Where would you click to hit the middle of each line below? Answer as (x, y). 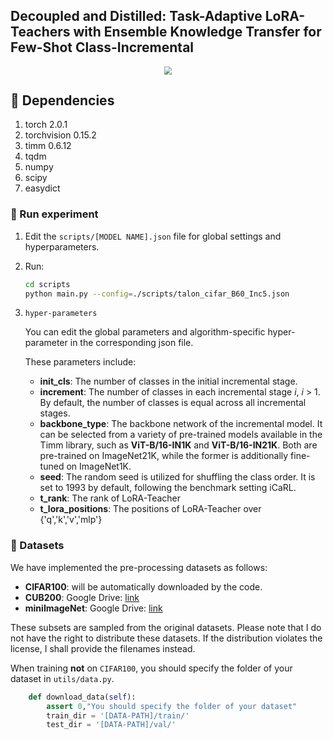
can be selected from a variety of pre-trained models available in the (181, 435)
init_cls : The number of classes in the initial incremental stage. (168, 381)
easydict (42, 188)
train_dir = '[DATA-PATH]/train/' (118, 715)
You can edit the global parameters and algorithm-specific (145, 332)
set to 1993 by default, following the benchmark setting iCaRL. (168, 488)
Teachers (40, 32)
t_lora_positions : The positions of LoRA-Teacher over (150, 509)
